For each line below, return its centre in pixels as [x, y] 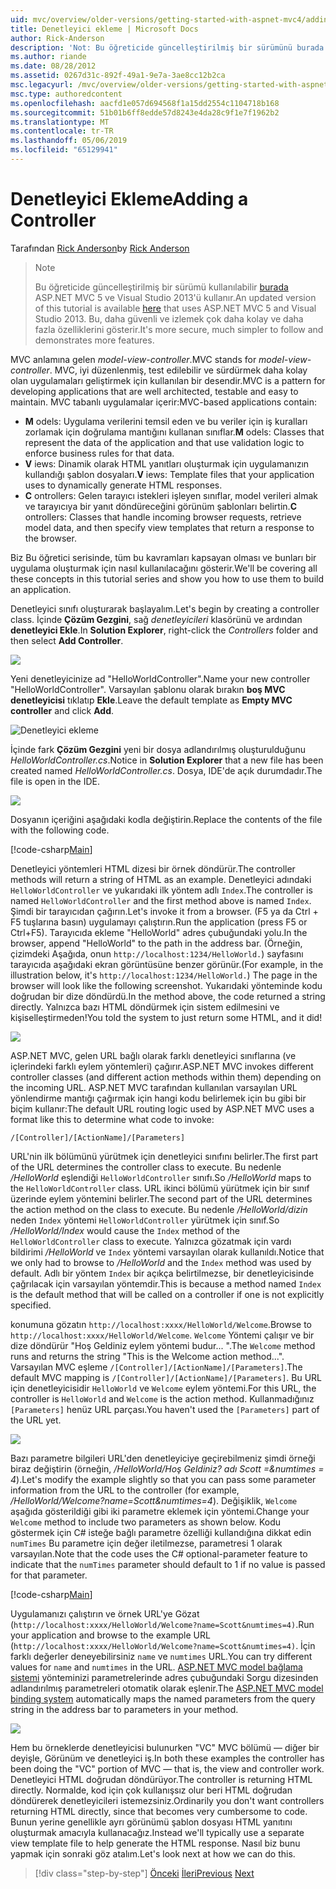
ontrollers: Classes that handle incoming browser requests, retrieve [163, 517]
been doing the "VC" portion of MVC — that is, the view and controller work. [167, 1768]
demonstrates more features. [94, 340]
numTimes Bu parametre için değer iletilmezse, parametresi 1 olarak [146, 1543]
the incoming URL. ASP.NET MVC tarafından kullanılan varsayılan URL [154, 1087]
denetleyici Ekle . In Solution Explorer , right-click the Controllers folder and [164, 630]
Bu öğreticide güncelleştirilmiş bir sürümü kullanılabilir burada [161, 287]
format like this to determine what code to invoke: [112, 1119]
